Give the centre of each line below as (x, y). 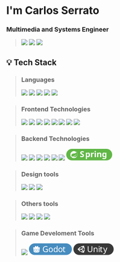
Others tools (39, 203)
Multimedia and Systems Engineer (58, 30)
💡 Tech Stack (32, 62)
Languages (38, 79)
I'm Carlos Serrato (53, 11)
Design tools (40, 174)
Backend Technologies (55, 139)
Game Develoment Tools (58, 234)
